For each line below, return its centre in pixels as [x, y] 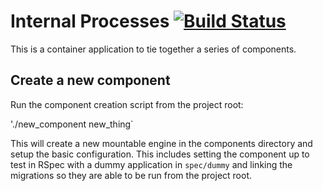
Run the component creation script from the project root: [127, 104]
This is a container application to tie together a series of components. [153, 49]
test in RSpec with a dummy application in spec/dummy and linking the [151, 164]
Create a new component [90, 80]
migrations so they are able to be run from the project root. [131, 175]
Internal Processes [90, 21]
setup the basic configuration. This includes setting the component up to [160, 154]
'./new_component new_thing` [72, 124]
